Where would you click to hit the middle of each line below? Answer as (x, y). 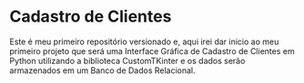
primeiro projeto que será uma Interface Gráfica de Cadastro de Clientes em (152, 51)
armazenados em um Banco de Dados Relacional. (102, 70)
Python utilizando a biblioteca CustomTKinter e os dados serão (127, 60)
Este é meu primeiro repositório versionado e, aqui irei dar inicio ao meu (144, 41)
